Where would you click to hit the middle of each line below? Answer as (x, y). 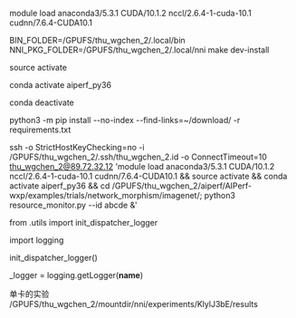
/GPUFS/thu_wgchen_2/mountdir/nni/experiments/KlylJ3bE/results (134, 304)
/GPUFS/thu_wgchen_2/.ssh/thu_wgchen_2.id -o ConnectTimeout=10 (138, 157)
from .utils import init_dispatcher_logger (84, 222)
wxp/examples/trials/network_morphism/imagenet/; (106, 195)
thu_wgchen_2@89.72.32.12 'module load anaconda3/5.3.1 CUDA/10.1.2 (142, 166)
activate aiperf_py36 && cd (60, 186)
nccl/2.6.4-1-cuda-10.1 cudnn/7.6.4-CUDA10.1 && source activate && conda (148, 176)
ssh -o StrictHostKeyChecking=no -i (77, 147)
